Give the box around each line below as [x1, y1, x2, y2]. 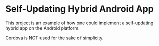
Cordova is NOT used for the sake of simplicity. [5, 35, 104, 41]
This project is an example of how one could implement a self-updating [5, 20, 154, 26]
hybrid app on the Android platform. [5, 25, 80, 31]
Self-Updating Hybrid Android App [5, 3, 154, 15]
